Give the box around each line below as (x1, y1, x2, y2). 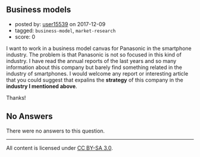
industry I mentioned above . (6, 83, 77, 90)
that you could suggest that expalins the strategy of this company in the (6, 76, 183, 83)
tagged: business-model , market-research (14, 27, 116, 34)
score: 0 (14, 33, 36, 40)
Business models (6, 5, 71, 15)
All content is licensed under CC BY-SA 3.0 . (6, 144, 113, 151)
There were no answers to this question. (6, 127, 105, 134)
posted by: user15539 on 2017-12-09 (14, 20, 106, 27)
